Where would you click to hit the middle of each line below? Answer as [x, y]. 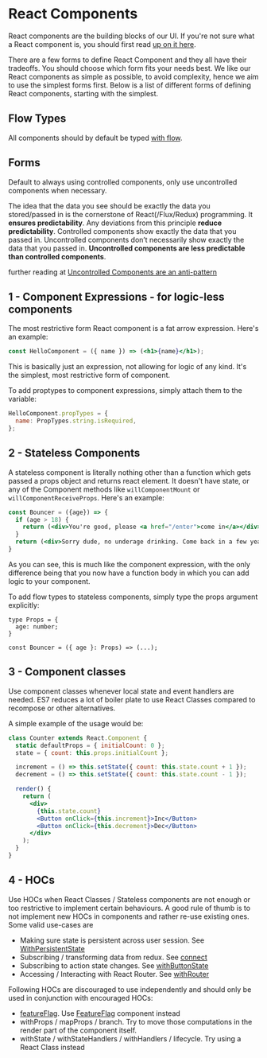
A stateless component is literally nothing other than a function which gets [130, 472]
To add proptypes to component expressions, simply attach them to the [125, 391]
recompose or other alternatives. [62, 708]
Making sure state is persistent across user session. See [112, 940]
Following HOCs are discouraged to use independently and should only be [130, 989]
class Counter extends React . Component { [78, 738]
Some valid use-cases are [51, 924]
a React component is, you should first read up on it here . [102, 44]
